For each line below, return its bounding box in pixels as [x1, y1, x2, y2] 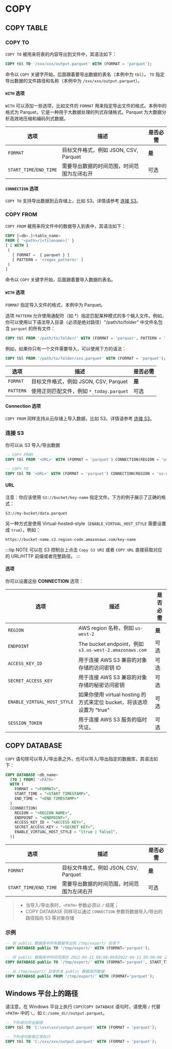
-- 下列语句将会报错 [5, 1020, 43, 1025]
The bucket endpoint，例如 [78, 640, 144, 647]
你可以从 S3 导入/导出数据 [5, 442, 60, 448]
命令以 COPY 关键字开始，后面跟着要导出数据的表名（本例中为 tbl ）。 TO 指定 [5, 71, 165, 77]
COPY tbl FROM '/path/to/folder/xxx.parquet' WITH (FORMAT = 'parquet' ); [5, 355, 166, 361]
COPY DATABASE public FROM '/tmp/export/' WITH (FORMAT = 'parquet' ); [5, 974, 155, 979]
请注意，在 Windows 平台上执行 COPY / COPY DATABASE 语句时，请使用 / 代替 [5, 1003, 161, 1010]
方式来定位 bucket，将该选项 [78, 699, 148, 706]
